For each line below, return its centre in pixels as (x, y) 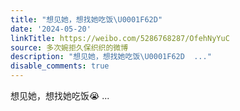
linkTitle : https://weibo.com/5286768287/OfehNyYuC (120, 38)
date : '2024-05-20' (51, 29)
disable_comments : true (60, 66)
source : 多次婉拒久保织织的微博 (69, 47)
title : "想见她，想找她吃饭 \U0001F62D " (86, 19)
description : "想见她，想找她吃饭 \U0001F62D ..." (111, 57)
